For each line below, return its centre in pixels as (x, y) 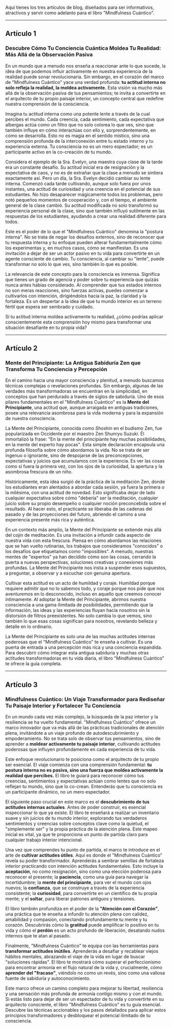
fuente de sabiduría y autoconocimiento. (48, 978)
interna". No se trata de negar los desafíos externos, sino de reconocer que (85, 237)
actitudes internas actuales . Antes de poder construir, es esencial (76, 807)
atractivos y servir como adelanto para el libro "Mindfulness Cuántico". (80, 13)
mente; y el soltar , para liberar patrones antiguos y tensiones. (70, 899)
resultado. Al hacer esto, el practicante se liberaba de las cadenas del (79, 509)
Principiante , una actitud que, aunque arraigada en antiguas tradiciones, (82, 408)
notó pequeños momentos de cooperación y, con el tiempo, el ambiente (81, 200)
